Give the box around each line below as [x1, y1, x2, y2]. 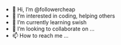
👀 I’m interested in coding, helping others [12, 12, 116, 19]
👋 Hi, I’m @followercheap [12, 6, 76, 13]
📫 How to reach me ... [12, 32, 69, 39]
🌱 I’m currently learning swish [12, 19, 87, 26]
